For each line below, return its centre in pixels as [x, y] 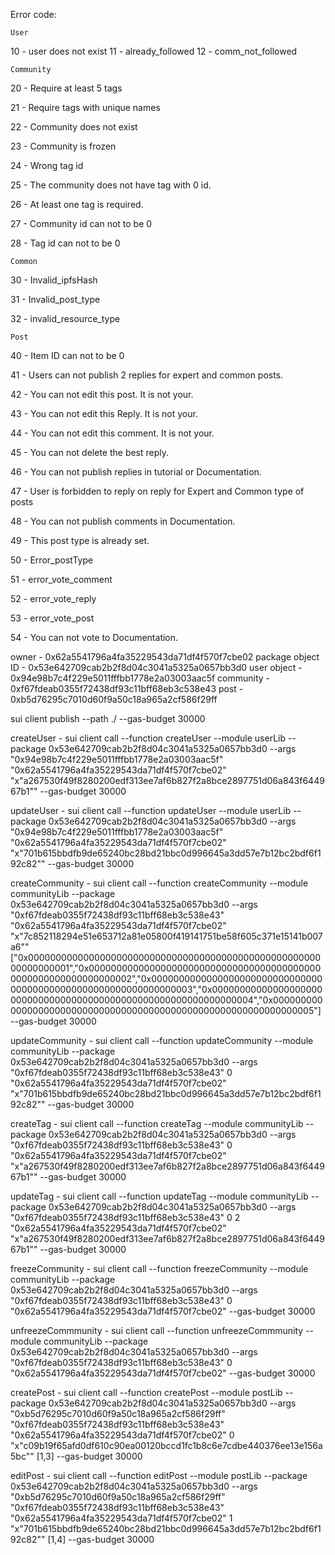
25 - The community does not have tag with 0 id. [111, 185]
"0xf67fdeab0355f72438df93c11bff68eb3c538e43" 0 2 [125, 1217]
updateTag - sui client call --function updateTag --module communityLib [159, 1196]
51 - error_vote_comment [61, 579]
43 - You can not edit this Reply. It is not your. [104, 413]
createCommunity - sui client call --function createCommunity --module [159, 883]
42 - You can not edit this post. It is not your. [102, 394]
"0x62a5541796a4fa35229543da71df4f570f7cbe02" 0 [122, 1435]
